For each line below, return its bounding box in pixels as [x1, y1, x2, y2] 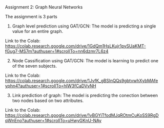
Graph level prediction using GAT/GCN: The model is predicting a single [12, 23, 156, 29]
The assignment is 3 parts [5, 14, 58, 19]
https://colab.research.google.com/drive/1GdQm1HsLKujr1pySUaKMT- [5, 43, 146, 49]
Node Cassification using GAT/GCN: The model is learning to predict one [12, 58, 159, 63]
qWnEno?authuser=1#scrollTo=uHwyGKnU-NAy [5, 118, 102, 123]
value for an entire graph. [12, 28, 63, 34]
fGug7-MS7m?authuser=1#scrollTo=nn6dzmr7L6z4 [5, 49, 109, 54]
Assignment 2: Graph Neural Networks [5, 4, 83, 10]
